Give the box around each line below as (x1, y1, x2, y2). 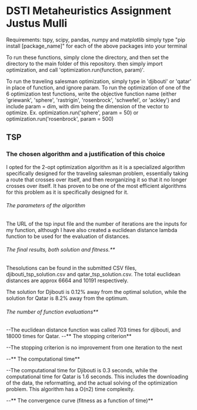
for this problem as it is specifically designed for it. (6, 189, 129, 196)
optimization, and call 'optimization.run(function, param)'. (6, 66, 145, 73)
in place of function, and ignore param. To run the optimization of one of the (6, 84, 191, 91)
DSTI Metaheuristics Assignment (6, 4, 172, 18)
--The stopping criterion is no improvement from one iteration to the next (6, 344, 182, 351)
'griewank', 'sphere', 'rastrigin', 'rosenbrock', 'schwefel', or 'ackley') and (6, 96, 181, 104)
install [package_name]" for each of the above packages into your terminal (6, 42, 187, 49)
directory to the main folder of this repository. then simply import (6, 60, 163, 67)
